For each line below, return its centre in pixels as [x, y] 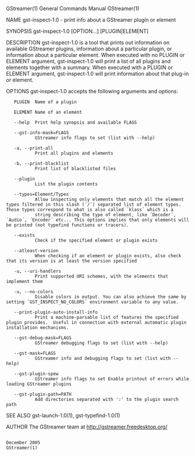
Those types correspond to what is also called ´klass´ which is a [90, 210]
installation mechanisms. [37, 328]
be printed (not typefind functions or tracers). [68, 225]
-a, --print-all [34, 148]
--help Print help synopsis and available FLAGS [75, 122]
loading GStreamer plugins [39, 384]
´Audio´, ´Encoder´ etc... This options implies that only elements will [98, 220]
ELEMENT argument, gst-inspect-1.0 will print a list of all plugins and [88, 61]
